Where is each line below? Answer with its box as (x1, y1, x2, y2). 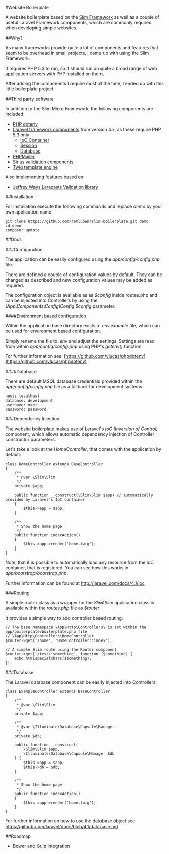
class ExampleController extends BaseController (5, 689, 110, 694)
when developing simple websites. (5, 25, 78, 31)
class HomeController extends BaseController (5, 462, 103, 467)
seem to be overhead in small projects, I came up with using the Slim (5, 50, 149, 56)
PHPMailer (12, 154, 35, 159)
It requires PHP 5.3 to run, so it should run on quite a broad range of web (5, 66, 157, 71)
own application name (5, 209, 52, 215)
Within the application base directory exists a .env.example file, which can (5, 323, 160, 328)
